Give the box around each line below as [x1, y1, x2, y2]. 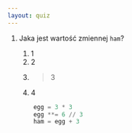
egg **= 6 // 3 [33, 110, 84, 119]
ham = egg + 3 [33, 118, 80, 126]
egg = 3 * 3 [33, 103, 73, 111]
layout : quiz [7, 11, 51, 20]
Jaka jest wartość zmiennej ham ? [18, 33, 124, 43]
